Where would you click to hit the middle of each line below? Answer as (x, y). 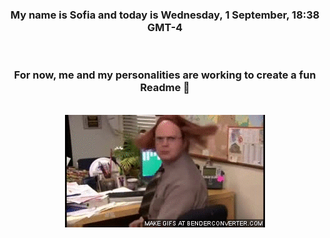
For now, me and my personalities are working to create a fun (165, 75)
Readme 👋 (165, 88)
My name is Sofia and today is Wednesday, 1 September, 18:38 (165, 15)
